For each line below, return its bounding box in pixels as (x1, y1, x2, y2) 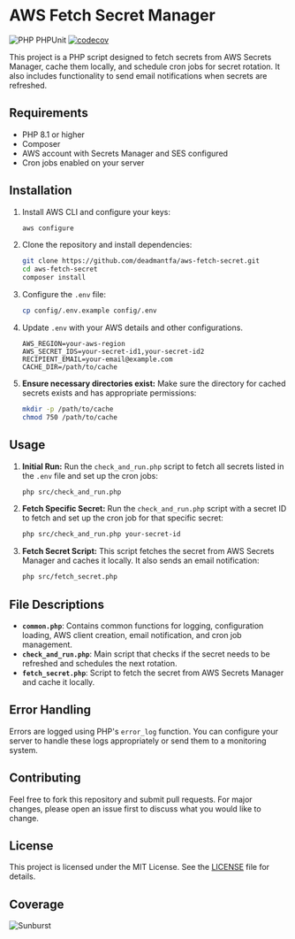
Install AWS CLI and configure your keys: (21, 206, 170, 217)
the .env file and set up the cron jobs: (21, 470, 159, 481)
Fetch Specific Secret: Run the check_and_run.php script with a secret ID (21, 504, 287, 514)
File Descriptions (9, 596, 104, 612)
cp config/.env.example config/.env (21, 306, 157, 315)
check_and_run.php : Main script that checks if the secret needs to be (21, 648, 271, 659)
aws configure (21, 223, 74, 233)
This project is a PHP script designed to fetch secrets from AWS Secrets (9, 51, 272, 62)
